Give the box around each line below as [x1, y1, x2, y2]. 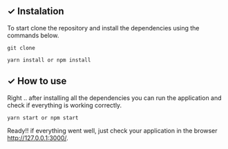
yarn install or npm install [7, 57, 91, 63]
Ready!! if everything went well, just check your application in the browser [7, 126, 218, 135]
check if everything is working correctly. [7, 101, 122, 109]
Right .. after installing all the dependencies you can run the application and [7, 93, 222, 102]
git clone [7, 44, 36, 51]
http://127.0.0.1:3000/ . [7, 134, 69, 142]
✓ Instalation [7, 6, 64, 17]
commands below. [7, 31, 59, 39]
